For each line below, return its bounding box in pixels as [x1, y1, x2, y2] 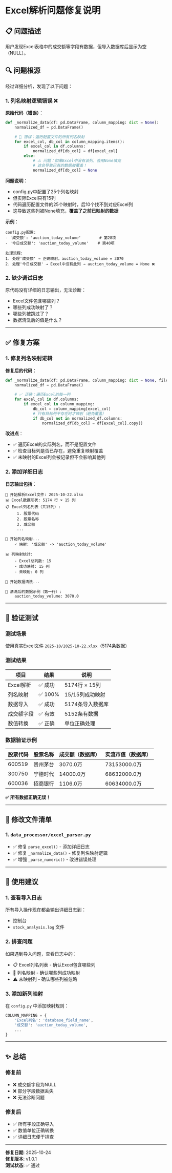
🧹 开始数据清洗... [5, 579, 40, 584]
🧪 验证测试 [5, 613, 38, 623]
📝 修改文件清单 [5, 815, 52, 824]
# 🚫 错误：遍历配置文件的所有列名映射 [14, 134, 85, 139]
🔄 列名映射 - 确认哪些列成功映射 [12, 970, 80, 976]
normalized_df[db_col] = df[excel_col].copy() [41, 421, 143, 426]
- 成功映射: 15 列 [14, 564, 50, 569]
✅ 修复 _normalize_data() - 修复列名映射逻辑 [12, 850, 108, 856]
